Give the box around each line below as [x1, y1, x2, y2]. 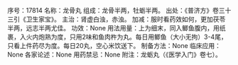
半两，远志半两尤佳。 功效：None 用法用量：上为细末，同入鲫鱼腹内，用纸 [7, 24, 226, 32]
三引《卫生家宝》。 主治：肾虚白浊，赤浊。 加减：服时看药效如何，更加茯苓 [7, 15, 226, 23]
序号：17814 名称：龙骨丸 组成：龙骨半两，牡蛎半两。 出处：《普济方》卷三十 [7, 6, 232, 14]
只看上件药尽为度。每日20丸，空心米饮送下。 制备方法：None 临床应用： [7, 42, 222, 49]
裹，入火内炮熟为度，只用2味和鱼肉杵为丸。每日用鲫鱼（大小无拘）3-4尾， [7, 32, 227, 41]
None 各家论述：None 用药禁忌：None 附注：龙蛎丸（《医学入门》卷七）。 [7, 50, 222, 59]
